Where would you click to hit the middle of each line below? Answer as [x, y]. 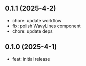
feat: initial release [31, 59]
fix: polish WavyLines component [46, 26]
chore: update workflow [37, 20]
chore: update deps [32, 31]
